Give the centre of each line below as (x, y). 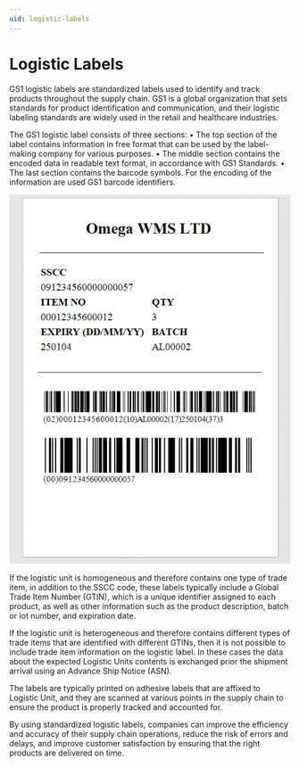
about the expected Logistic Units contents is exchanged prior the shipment (149, 662)
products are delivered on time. (67, 753)
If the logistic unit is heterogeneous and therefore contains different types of (149, 633)
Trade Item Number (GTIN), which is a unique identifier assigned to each (143, 597)
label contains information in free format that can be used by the (128, 144)
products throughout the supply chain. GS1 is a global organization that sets (149, 98)
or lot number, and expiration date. (73, 616)
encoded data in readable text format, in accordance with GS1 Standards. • (147, 163)
